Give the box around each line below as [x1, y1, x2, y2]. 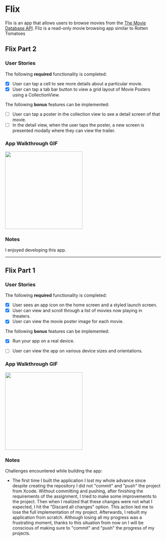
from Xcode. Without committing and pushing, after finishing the [12, 488, 143, 494]
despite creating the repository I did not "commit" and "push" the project [12, 483, 161, 489]
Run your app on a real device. [12, 338, 75, 344]
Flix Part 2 [5, 45, 37, 53]
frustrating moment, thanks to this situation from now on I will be [12, 520, 144, 526]
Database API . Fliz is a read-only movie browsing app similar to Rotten [5, 25, 148, 31]
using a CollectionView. [12, 92, 60, 98]
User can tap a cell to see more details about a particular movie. [12, 80, 143, 86]
